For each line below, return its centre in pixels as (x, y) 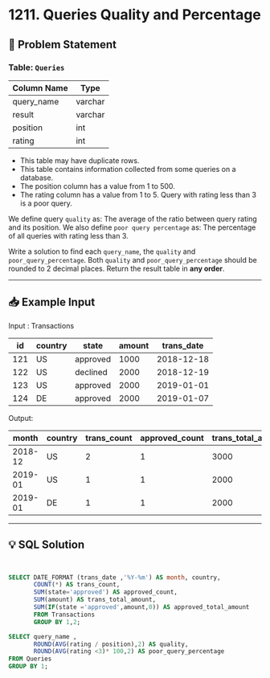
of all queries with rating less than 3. (68, 235)
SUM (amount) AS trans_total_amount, (95, 600)
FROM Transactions (64, 615)
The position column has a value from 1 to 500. (97, 186)
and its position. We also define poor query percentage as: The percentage (132, 227)
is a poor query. (46, 203)
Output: (21, 418)
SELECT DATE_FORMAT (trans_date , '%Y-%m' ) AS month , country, (115, 577)
